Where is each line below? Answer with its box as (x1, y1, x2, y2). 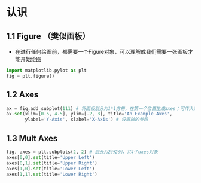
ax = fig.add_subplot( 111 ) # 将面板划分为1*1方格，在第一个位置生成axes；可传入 (6, 105, 194, 111)
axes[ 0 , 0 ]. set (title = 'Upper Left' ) (6, 154, 95, 160)
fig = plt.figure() (6, 73, 55, 79)
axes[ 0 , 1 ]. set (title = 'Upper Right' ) (6, 160, 98, 166)
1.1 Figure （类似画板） (6, 31, 91, 41)
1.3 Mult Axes (6, 133, 58, 144)
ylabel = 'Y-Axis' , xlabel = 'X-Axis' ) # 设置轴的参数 (25, 117, 148, 123)
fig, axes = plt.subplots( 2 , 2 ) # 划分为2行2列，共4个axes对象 (6, 149, 159, 155)
